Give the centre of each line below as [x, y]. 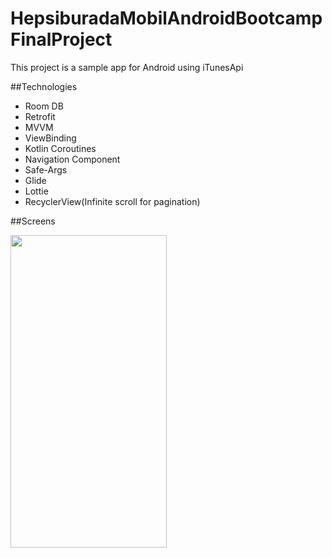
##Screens [33, 221]
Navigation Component [72, 159]
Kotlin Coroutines [60, 148]
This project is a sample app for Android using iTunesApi [127, 67]
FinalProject [61, 39]
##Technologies [44, 86]
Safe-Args [46, 169]
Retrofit [40, 116]
